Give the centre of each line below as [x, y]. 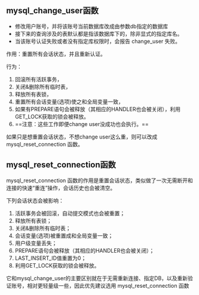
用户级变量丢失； [36, 243]
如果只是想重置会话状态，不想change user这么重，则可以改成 [82, 137]
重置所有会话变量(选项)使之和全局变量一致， [69, 102]
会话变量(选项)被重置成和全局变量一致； [64, 235]
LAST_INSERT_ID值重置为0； [50, 258]
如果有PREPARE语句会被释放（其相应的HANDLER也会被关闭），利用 [98, 109]
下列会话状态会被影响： [35, 200]
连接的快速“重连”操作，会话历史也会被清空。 [61, 188]
